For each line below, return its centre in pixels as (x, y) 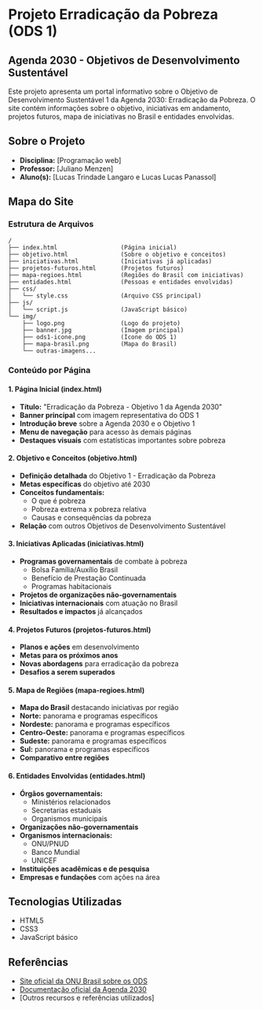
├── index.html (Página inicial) (93, 247)
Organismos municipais (69, 818)
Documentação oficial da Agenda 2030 (83, 990)
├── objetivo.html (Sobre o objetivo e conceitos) (117, 254)
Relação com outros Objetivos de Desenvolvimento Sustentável (122, 526)
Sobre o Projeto (47, 141)
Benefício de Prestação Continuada (89, 578)
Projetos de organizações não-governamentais (98, 595)
